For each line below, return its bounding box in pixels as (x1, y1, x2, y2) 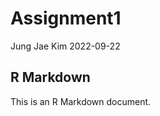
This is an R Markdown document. (10, 95, 152, 107)
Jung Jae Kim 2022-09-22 (10, 40, 121, 52)
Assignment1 (10, 7, 122, 30)
